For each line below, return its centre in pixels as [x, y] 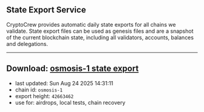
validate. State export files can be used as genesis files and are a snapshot [100, 31]
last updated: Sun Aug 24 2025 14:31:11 [64, 83]
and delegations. [27, 44]
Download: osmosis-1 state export [73, 69]
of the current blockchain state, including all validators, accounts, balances [100, 37]
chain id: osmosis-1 [39, 90]
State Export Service [46, 10]
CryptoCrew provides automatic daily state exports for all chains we [91, 24]
